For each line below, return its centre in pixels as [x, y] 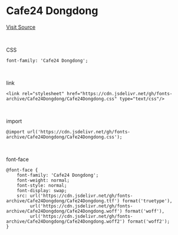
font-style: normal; [42, 185]
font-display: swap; [42, 190]
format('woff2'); [149, 221]
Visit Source [21, 27]
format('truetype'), [147, 201]
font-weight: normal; [43, 180]
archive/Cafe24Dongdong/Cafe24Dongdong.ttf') [63, 201]
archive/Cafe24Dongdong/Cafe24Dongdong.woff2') [66, 221]
